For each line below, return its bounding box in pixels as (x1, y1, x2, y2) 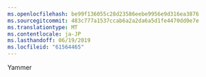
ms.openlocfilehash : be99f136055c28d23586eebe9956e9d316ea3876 (7, 10, 200, 18)
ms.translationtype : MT (7, 24, 78, 31)
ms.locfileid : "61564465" (7, 43, 84, 51)
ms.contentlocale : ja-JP (7, 30, 81, 38)
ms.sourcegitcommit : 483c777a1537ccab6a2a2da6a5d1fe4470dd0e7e (7, 17, 200, 24)
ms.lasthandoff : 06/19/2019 (7, 37, 91, 44)
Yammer (7, 63, 32, 71)
